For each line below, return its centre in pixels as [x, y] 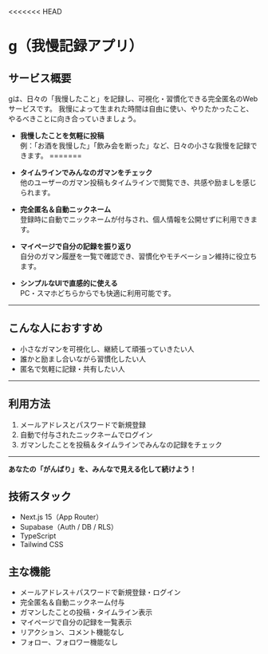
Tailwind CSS [41, 545]
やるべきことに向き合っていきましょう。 [75, 118]
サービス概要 [40, 78]
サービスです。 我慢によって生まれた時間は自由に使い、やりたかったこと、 [131, 108]
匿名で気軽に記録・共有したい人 [72, 368]
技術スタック [40, 496]
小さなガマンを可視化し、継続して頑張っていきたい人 [107, 349]
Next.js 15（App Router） [61, 517]
